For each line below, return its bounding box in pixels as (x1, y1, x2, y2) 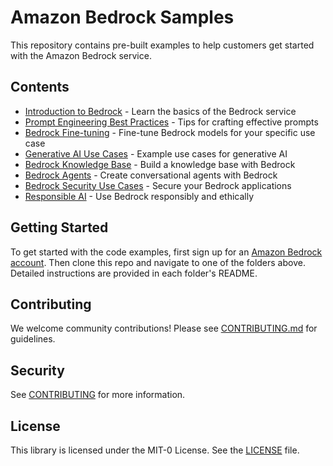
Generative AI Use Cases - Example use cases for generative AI (24, 147, 288, 160)
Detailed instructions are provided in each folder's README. (10, 267, 258, 279)
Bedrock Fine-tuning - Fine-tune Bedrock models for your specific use (24, 126, 316, 138)
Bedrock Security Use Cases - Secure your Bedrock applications (24, 179, 292, 191)
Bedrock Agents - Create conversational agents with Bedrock (24, 169, 278, 181)
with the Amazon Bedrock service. (10, 49, 152, 61)
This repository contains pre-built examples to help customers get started (10, 39, 315, 51)
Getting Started (10, 219, 109, 236)
